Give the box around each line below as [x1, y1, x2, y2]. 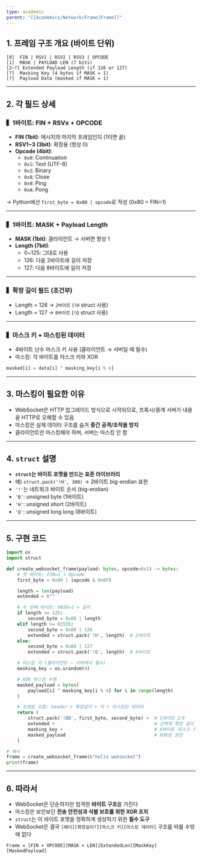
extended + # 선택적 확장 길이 [28, 721, 194, 727]
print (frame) [6, 760, 39, 766]
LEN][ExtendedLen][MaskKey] [87, 843, 158, 849]
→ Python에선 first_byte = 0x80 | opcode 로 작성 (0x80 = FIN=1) [6, 198, 167, 205]
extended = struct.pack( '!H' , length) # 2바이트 [28, 632, 151, 638]
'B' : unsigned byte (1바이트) [14, 493, 84, 500]
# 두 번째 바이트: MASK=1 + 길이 [17, 604, 91, 610]
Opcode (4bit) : [14, 148, 53, 155]
